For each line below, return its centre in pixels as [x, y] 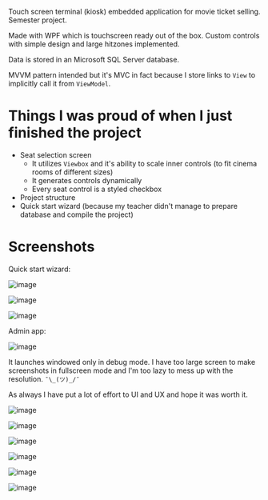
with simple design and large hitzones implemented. [94, 44]
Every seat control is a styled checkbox [97, 189]
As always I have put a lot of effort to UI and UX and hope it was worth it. [128, 394]
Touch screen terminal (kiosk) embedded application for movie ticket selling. [134, 12]
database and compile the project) [76, 214]
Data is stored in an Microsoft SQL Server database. [94, 60]
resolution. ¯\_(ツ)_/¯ [44, 378]
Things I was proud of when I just [120, 116]
